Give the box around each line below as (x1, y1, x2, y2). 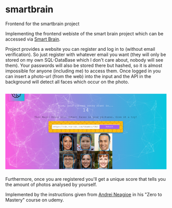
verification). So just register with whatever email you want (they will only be (5, 51, 166, 58)
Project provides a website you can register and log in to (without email (5, 46, 155, 52)
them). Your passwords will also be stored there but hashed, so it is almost (5, 62, 162, 68)
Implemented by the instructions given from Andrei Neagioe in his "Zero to (5, 192, 162, 198)
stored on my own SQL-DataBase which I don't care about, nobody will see (5, 56, 164, 63)
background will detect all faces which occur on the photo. (5, 79, 130, 85)
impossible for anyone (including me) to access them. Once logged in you (5, 68, 161, 74)
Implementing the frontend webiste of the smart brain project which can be (5, 30, 164, 36)
